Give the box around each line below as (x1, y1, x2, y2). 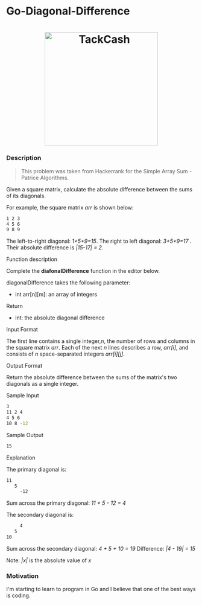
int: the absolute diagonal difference (14, 314, 105, 321)
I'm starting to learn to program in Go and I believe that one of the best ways (6, 586, 196, 593)
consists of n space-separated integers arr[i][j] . (6, 350, 125, 357)
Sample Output (6, 431, 44, 438)
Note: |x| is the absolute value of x (6, 557, 92, 564)
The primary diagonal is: (6, 466, 67, 473)
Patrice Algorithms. (21, 174, 69, 181)
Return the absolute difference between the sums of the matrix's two (6, 374, 178, 381)
